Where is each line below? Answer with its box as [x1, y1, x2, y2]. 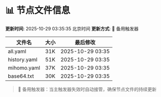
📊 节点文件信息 [5, 5, 71, 16]
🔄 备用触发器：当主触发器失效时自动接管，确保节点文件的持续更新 [17, 86, 157, 92]
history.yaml [8, 56, 37, 63]
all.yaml [8, 48, 27, 55]
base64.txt [8, 72, 34, 79]
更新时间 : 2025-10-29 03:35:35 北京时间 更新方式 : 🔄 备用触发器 [5, 25, 139, 31]
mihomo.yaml [8, 64, 40, 71]
